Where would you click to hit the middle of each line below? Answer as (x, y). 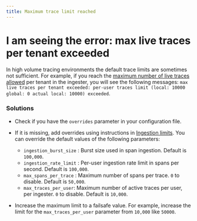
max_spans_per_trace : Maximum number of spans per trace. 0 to (101, 175)
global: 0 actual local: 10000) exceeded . (58, 93)
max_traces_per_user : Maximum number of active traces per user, (103, 187)
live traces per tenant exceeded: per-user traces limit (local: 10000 (96, 88)
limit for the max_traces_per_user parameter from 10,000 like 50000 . (95, 212)
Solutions (20, 108)
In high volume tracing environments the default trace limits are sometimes (96, 69)
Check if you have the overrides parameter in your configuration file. (98, 121)
